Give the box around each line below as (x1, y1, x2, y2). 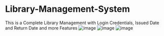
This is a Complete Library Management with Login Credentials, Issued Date (5, 20, 160, 26)
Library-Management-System (5, 3, 131, 15)
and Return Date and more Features (5, 25, 78, 31)
